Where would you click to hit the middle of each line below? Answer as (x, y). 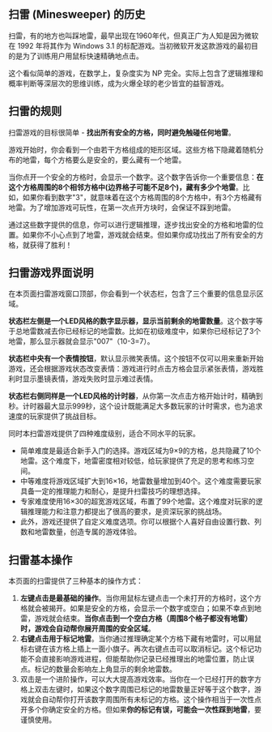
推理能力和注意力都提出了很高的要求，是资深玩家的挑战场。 (127, 512)
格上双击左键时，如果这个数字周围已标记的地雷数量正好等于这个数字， (137, 689)
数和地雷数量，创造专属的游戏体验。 (81, 532)
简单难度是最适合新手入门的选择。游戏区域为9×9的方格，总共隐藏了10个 (140, 451)
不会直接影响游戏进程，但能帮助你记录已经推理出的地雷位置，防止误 (141, 659)
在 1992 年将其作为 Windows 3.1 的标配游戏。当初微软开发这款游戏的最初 (130, 45)
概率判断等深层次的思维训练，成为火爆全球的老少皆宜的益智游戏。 (118, 83)
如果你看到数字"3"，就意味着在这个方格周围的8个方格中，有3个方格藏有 (142, 197)
